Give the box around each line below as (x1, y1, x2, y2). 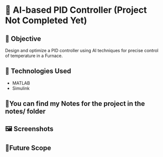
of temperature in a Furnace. (5, 53, 63, 59)
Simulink (12, 85, 30, 91)
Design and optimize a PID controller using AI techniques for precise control (5, 48, 159, 53)
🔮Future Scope (5, 144, 52, 152)
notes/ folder (5, 107, 46, 116)
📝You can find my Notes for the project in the (5, 99, 145, 108)
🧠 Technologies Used (5, 67, 71, 75)
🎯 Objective (5, 34, 41, 43)
